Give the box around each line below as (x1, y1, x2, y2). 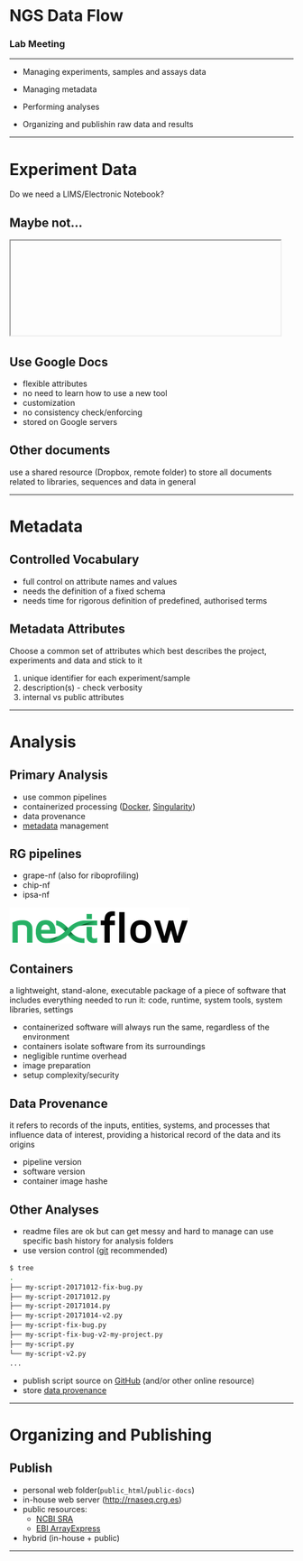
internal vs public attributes (22, 691, 124, 702)
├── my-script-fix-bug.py (9, 1321, 106, 1330)
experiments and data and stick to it (9, 655, 142, 666)
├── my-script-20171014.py (9, 1301, 111, 1311)
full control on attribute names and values (22, 576, 178, 587)
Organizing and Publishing (9, 1425, 212, 1445)
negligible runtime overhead (22, 1050, 128, 1061)
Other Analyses (9, 1202, 99, 1217)
